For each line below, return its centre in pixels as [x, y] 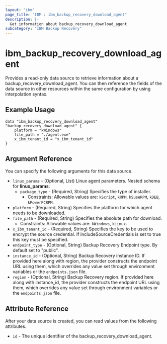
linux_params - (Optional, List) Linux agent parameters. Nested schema [86, 181]
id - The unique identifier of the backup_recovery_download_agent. [82, 336]
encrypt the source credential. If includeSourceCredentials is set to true [87, 234]
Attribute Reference [37, 309]
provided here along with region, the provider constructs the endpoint [85, 261]
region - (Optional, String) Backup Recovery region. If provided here [83, 277]
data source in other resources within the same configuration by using [78, 89]
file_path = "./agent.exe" [43, 135]
